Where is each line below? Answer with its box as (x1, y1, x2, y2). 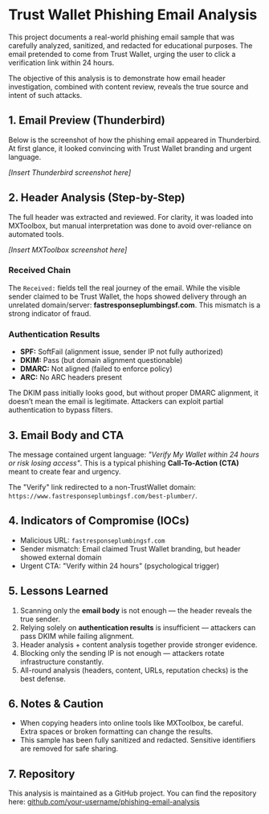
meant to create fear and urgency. (8, 466, 121, 476)
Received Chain (8, 265, 71, 276)
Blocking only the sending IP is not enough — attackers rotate (19, 648, 225, 657)
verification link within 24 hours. (8, 58, 115, 67)
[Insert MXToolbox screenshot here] (8, 245, 128, 254)
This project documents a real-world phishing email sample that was (8, 32, 235, 42)
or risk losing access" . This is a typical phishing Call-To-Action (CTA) (8, 458, 239, 467)
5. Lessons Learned (8, 584, 108, 598)
